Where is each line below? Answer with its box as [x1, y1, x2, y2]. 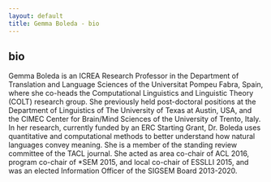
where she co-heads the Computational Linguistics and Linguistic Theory [8, 89, 254, 98]
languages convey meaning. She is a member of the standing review [8, 140, 238, 150]
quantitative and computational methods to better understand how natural [8, 132, 256, 141]
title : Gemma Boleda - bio [8, 19, 100, 28]
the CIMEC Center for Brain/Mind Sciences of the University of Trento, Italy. [8, 115, 261, 124]
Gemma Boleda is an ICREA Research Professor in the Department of [8, 71, 239, 81]
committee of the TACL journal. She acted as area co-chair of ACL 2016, [8, 149, 250, 158]
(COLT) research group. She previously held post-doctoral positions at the [8, 97, 256, 106]
